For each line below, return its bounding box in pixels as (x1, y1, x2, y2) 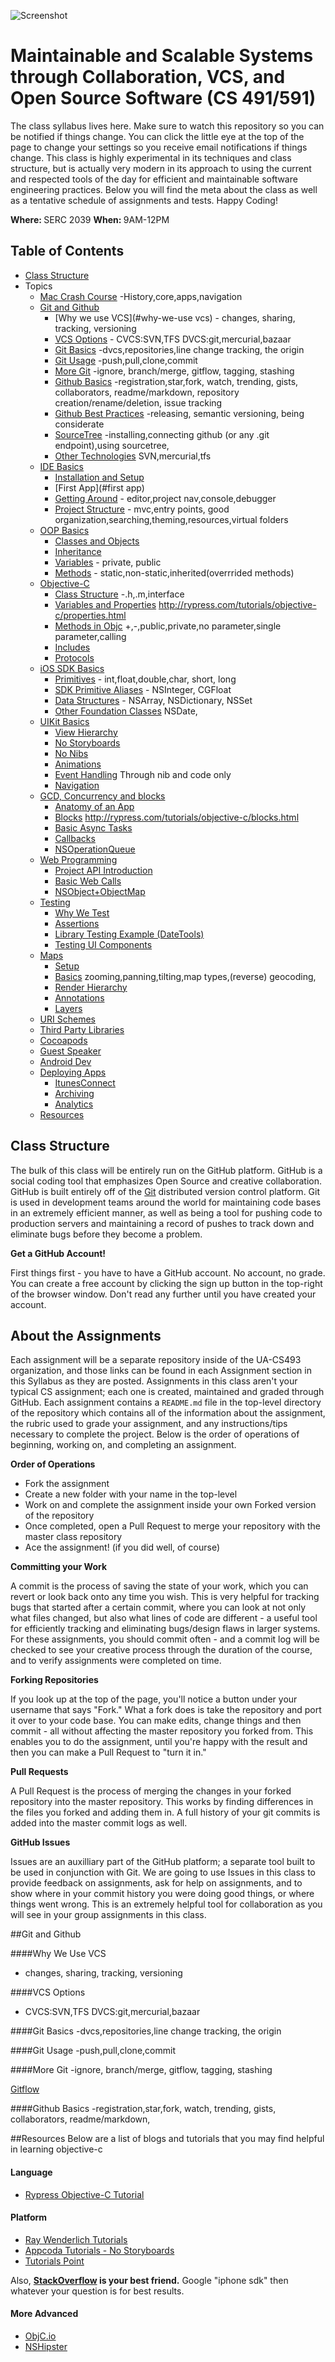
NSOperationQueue (54, 843, 136, 855)
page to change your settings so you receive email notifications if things (10, 141, 308, 153)
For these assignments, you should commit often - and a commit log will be (10, 1633, 320, 1645)
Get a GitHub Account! (10, 1247, 106, 1259)
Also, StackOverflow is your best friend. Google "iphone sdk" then (10, 2274, 289, 2286)
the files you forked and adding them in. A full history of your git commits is (10, 1806, 321, 1819)
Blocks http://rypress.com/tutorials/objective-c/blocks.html (54, 811, 300, 823)
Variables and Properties (54, 598, 157, 610)
